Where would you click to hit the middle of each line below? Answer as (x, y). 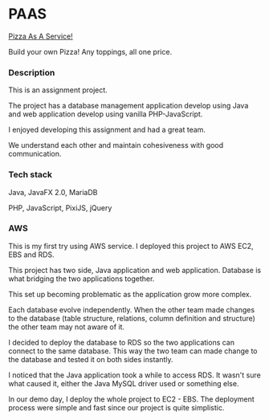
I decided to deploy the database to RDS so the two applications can (122, 342)
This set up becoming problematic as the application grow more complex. (130, 294)
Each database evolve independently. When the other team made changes (132, 309)
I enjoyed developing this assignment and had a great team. (107, 130)
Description (32, 72)
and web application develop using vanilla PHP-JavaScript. (106, 114)
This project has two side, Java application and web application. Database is (135, 270)
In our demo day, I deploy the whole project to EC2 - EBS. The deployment (131, 399)
